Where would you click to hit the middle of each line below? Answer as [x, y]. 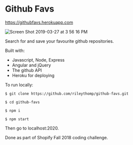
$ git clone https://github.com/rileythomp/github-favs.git [67, 94]
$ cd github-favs [22, 102]
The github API [27, 70]
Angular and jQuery [31, 65]
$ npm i [13, 111]
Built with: [15, 50]
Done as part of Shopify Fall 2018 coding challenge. [57, 137]
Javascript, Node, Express [38, 60]
